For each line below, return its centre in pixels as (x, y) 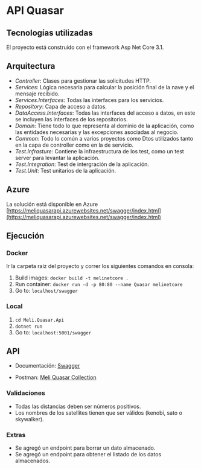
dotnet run (29, 327)
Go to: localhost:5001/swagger (53, 332)
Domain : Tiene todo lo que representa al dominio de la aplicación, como (104, 126)
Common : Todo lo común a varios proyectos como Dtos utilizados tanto (104, 138)
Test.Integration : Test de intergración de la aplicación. (82, 164)
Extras (16, 435)
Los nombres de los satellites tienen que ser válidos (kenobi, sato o (99, 413)
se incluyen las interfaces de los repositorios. (71, 119)
